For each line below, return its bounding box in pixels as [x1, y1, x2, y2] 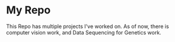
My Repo [6, 3, 51, 17]
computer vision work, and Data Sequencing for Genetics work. [6, 29, 161, 36]
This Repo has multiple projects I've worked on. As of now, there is [6, 23, 169, 30]
